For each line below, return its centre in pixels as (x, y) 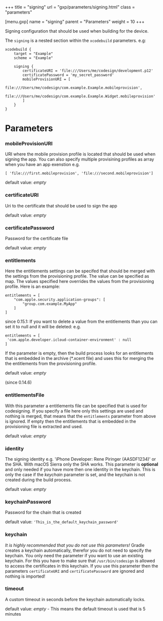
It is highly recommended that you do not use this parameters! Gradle (75, 545)
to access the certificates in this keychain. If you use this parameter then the (82, 566)
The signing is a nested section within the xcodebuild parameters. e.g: (76, 40)
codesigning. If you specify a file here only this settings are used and (74, 411)
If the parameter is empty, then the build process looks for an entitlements (79, 353)
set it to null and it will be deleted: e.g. (43, 327)
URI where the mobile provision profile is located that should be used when (80, 154)
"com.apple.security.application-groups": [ (60, 300)
